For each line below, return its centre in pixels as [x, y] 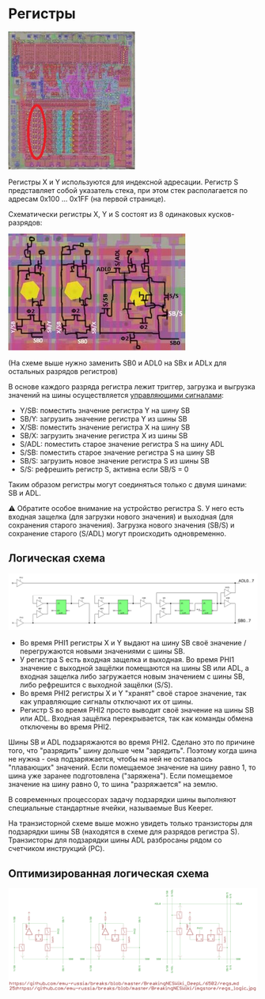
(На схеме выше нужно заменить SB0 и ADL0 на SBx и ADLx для [117, 363]
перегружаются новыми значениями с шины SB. [102, 651]
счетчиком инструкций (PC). [57, 849]
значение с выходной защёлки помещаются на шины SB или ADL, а [134, 668]
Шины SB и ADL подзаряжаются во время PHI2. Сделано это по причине [132, 742]
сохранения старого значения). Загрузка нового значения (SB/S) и [121, 525]
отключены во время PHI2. [66, 727]
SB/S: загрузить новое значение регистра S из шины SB [114, 460]
